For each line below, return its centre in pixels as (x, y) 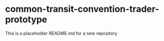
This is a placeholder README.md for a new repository (61, 33)
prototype (26, 20)
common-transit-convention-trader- (82, 9)
